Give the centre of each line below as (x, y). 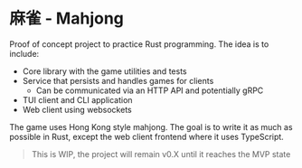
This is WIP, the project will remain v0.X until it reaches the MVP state (161, 154)
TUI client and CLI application (77, 99)
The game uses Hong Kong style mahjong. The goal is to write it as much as (151, 126)
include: (24, 53)
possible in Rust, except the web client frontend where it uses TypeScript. (147, 136)
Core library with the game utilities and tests (104, 71)
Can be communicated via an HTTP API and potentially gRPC (150, 90)
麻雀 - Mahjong (67, 19)
